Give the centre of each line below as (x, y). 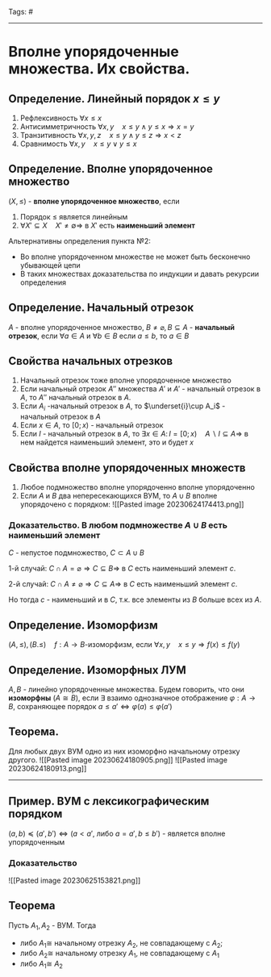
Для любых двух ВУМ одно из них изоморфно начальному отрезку (124, 751)
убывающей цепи (50, 265)
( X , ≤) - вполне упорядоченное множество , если (94, 201)
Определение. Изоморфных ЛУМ (98, 670)
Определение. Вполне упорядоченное (111, 169)
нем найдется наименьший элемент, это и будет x (107, 442)
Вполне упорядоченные (94, 52)
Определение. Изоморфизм (83, 625)
